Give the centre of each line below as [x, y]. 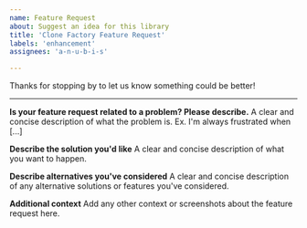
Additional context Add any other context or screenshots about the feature [151, 204]
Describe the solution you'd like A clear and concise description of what [147, 149]
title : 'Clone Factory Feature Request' [88, 35]
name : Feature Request [53, 18]
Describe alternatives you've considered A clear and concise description [149, 176]
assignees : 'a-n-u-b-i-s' [58, 52]
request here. [35, 213]
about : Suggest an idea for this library [90, 26]
